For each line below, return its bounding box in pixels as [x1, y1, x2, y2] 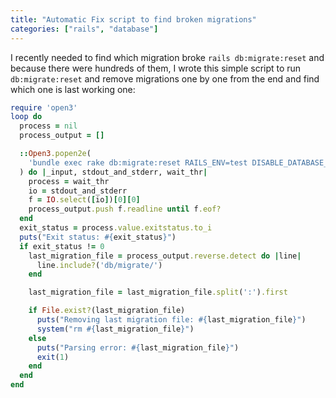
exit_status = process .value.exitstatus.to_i [19, 223, 213, 233]
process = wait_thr [28, 176, 110, 186]
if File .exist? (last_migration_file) [28, 306, 186, 316]
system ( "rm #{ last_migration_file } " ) [36, 324, 195, 334]
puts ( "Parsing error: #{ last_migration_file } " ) [36, 342, 240, 353]
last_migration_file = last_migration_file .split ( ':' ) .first [28, 287, 288, 298]
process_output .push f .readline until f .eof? [28, 204, 222, 215]
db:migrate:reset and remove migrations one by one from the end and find [10, 72, 320, 85]
